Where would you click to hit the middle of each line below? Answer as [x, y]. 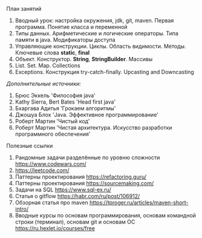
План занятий [24, 9]
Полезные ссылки [30, 146]
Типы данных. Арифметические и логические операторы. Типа [96, 33]
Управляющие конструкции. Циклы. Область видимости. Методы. [100, 46]
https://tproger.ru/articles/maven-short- [139, 203]
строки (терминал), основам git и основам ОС [75, 222]
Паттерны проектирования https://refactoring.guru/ [81, 177]
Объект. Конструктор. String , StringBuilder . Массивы [84, 59]
